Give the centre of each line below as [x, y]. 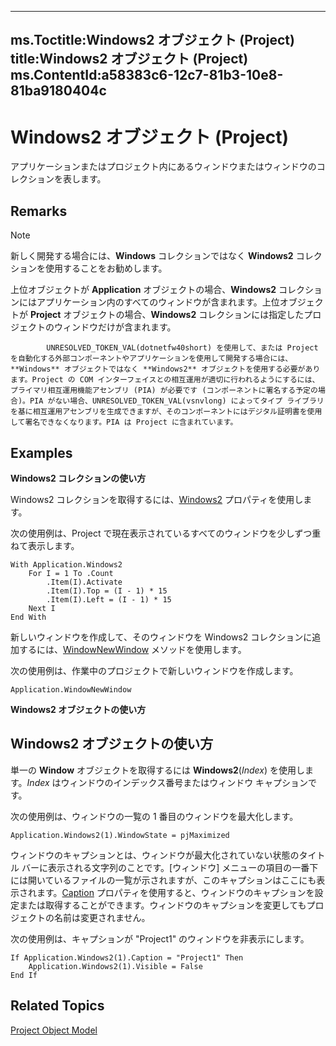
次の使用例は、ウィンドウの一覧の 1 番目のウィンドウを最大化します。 [154, 816]
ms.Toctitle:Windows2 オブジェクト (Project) [152, 40]
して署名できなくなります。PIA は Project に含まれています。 [124, 422]
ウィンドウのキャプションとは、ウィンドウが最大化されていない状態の [155, 855]
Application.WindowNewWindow [71, 689]
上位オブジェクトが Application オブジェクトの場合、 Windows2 [143, 290]
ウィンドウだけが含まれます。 [115, 327]
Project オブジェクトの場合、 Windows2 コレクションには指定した [167, 315]
